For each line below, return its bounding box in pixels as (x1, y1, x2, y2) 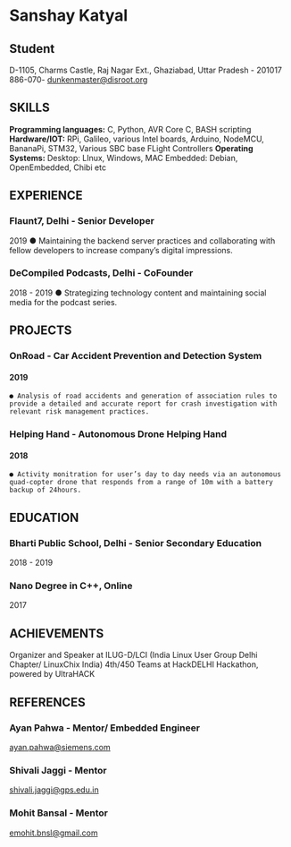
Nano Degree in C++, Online (9, 579, 133, 592)
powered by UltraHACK (9, 669, 96, 680)
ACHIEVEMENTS (9, 626, 104, 641)
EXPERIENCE (9, 188, 83, 203)
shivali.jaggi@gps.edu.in (9, 784, 100, 795)
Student (9, 41, 55, 56)
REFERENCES (9, 695, 87, 710)
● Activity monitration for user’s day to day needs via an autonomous (9, 470, 281, 479)
